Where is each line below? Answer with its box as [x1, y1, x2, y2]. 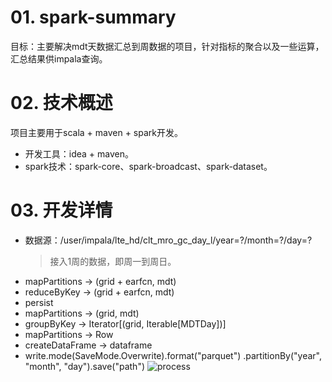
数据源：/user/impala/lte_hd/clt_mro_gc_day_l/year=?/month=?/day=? [24, 234, 313, 246]
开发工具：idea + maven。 [24, 147, 135, 160]
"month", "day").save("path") [24, 360, 146, 372]
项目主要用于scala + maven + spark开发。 [10, 126, 183, 138]
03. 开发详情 [10, 199, 113, 222]
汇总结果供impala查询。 [10, 52, 108, 65]
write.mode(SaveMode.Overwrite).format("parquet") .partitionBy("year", [24, 349, 323, 361]
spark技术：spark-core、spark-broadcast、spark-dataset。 [24, 160, 273, 172]
